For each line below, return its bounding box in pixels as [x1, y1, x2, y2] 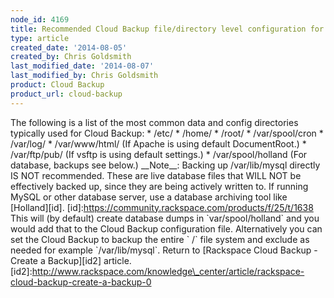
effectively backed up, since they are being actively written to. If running [10, 180, 309, 192]
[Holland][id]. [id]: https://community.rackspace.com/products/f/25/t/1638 [10, 201, 314, 213]
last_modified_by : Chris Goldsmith [10, 71, 159, 81]
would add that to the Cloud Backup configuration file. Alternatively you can [10, 222, 323, 235]
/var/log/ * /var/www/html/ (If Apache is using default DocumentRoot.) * [10, 137, 307, 150]
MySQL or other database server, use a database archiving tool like [10, 191, 288, 203]
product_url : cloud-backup [10, 89, 123, 99]
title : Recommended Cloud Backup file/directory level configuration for [10, 24, 325, 34]
